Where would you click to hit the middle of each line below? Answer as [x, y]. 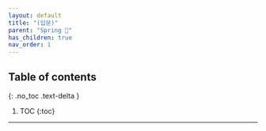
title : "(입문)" [33, 23]
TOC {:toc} [37, 110]
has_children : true [40, 37]
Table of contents [52, 77]
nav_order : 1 [30, 45]
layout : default [35, 15]
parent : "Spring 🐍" [40, 30]
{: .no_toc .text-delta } [44, 95]
